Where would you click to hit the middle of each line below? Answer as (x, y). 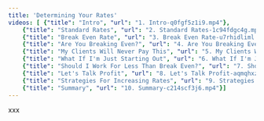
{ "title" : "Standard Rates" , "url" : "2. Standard (105, 30)
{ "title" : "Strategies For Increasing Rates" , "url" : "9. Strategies (139, 80)
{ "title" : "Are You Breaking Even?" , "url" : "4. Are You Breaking (133, 44)
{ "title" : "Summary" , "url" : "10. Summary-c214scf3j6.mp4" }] (124, 88)
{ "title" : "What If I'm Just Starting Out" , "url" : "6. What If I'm (137, 59)
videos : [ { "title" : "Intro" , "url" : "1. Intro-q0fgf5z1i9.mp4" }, (119, 23)
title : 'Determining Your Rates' (63, 15)
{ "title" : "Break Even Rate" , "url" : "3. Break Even (110, 37)
